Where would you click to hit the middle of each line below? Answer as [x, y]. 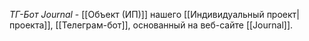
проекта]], [31, 25]
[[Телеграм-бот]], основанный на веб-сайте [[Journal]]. [174, 25]
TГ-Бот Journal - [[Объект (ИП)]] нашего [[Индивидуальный [137, 14]
